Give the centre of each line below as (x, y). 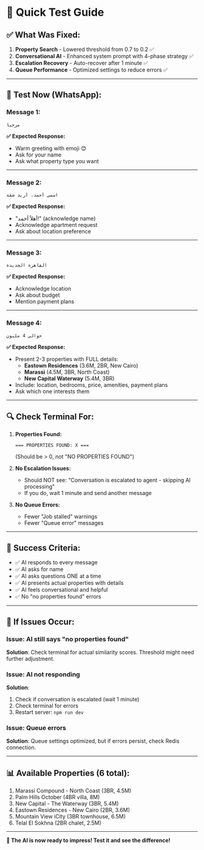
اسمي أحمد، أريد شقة (32, 195)
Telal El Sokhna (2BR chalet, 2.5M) (58, 823)
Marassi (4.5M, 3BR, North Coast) (67, 372)
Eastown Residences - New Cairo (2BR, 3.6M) (73, 810)
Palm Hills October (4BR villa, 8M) (57, 797)
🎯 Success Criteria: (43, 548)
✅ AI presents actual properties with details (69, 583)
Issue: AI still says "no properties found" (68, 639)
